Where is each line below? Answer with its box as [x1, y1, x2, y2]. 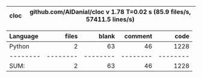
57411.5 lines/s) [85, 15, 135, 23]
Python [9, 42, 30, 50]
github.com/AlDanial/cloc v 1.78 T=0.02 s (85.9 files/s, [29, 8, 191, 16]
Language [9, 32, 39, 40]
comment [124, 32, 152, 40]
